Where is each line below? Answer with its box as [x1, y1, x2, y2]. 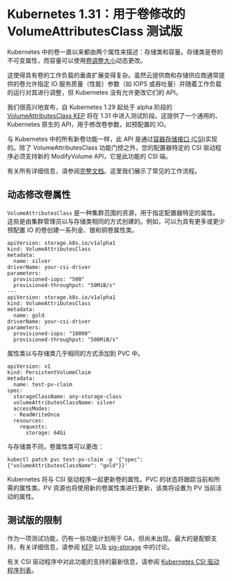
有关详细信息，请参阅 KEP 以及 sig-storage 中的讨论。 [19, 542, 174, 551]
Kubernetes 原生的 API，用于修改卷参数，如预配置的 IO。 [7, 120, 171, 128]
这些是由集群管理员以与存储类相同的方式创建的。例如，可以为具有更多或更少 [7, 217, 225, 225]
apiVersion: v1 [7, 363, 51, 370]
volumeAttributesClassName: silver [13, 399, 116, 406]
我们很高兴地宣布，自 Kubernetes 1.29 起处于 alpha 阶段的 [7, 103, 173, 111]
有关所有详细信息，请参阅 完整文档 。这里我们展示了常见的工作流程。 [7, 166, 201, 175]
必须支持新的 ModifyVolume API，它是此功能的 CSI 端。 [12, 152, 172, 160]
